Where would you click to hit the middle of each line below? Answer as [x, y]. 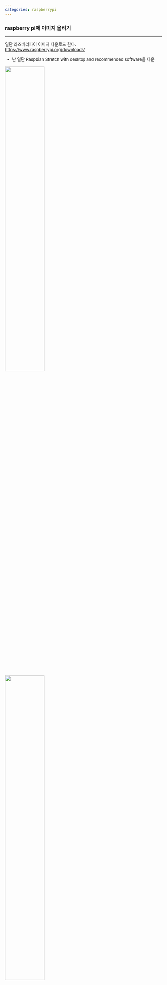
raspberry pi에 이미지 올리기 [38, 28]
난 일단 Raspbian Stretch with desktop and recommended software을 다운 [83, 60]
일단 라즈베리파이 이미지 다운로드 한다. [41, 44]
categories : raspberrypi [31, 10]
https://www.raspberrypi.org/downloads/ [45, 50]
